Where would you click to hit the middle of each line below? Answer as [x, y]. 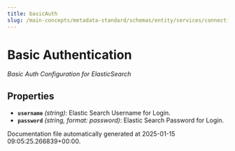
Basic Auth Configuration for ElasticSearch [69, 74]
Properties [31, 96]
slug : [15, 20]
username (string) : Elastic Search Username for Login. [94, 113]
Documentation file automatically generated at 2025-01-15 [91, 134]
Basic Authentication [70, 55]
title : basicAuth [33, 14]
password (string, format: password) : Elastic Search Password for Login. [121, 120]
